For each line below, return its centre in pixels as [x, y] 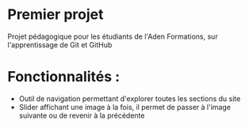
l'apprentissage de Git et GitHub [60, 44]
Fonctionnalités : [64, 77]
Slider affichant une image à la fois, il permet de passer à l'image [125, 107]
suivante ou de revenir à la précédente [82, 115]
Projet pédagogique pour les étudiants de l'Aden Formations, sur [113, 36]
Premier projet [56, 15]
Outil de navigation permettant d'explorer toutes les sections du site [130, 98]
